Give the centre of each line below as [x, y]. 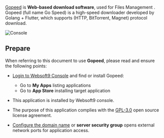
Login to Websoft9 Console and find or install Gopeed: [68, 75]
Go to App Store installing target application [65, 90]
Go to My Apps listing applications [55, 85]
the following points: [26, 66]
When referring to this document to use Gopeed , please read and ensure [80, 60]
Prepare [18, 49]
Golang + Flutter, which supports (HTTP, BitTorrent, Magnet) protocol [76, 18]
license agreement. [32, 115]
